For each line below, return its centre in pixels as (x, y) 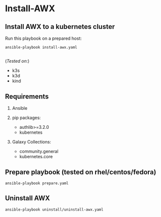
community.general (39, 151)
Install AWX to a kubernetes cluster (60, 27)
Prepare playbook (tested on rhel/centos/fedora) (81, 172)
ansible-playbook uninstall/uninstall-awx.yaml (54, 209)
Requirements (27, 96)
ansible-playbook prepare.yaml (37, 183)
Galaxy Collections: (31, 142)
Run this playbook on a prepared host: (43, 38)
